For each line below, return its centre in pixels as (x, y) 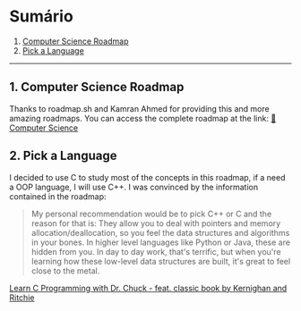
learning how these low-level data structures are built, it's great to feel (161, 261)
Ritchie (22, 298)
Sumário (41, 17)
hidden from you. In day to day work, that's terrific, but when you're (156, 251)
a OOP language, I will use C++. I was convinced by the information (133, 187)
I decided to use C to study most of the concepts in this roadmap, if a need (147, 177)
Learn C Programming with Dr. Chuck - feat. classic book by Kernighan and (148, 288)
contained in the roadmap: (58, 196)
